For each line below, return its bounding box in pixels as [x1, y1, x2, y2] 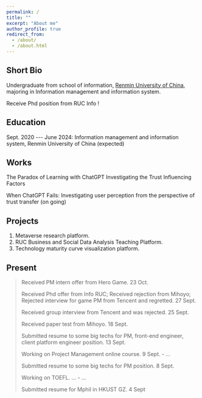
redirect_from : [6, 32, 45, 38]
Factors [6, 180, 26, 187]
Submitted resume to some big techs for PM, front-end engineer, [21, 332, 184, 339]
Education [6, 117, 46, 128]
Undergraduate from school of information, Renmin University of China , [6, 81, 186, 89]
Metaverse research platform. [15, 232, 90, 239]
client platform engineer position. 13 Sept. [21, 338, 126, 346]
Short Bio [6, 65, 43, 76]
